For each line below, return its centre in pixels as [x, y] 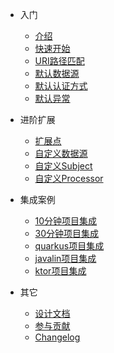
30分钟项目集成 [67, 233]
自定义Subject [63, 166]
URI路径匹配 [59, 61]
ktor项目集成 [60, 271]
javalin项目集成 [65, 258]
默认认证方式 [61, 86]
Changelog [57, 337]
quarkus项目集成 [69, 246]
